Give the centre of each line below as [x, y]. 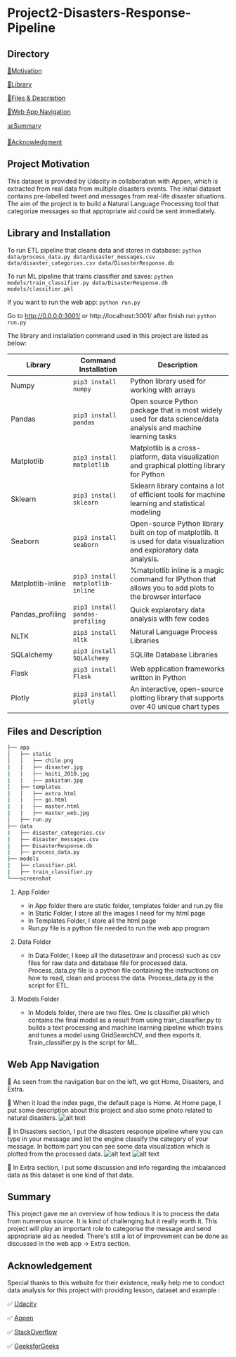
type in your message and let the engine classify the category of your [108, 1139]
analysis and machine [165, 427]
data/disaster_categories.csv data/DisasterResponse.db [91, 263]
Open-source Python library [177, 524]
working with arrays [163, 390]
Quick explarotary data [168, 610]
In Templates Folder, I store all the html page [92, 921]
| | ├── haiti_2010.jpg [48, 774]
